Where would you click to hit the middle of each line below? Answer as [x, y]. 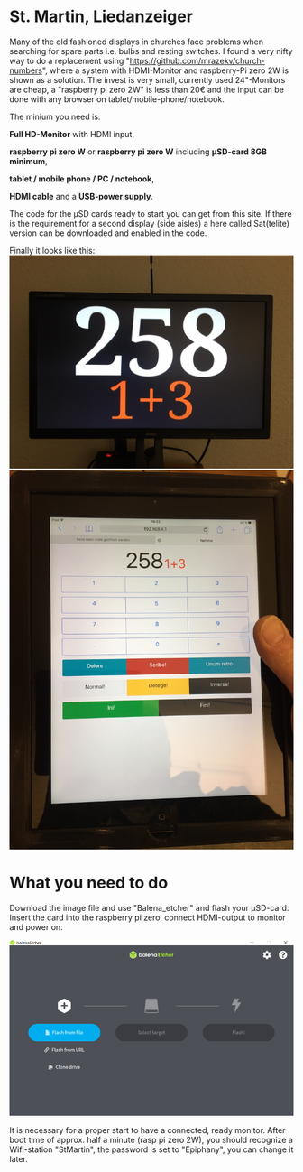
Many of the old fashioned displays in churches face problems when [137, 42]
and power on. [36, 926]
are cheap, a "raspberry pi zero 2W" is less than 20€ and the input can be [147, 89]
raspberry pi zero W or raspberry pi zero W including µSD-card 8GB [138, 152]
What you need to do [89, 883]
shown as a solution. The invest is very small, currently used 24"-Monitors [147, 79]
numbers [26, 70]
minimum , [28, 161]
